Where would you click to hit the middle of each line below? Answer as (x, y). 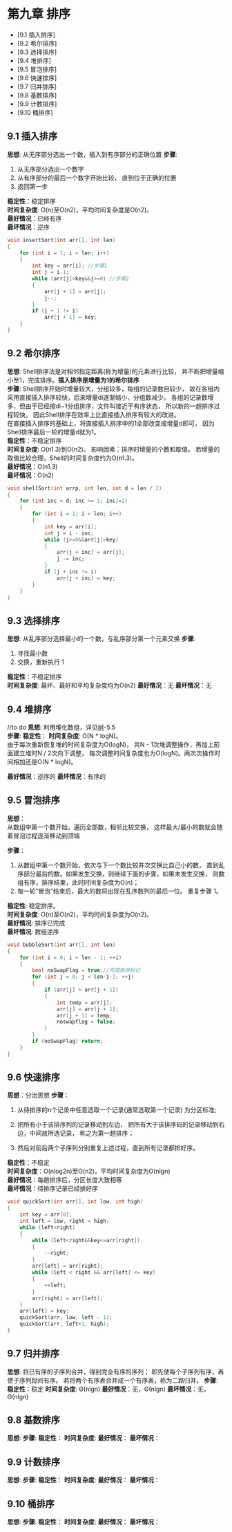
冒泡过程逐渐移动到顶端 (46, 836)
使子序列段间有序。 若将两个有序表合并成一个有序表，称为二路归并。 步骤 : (113, 1380)
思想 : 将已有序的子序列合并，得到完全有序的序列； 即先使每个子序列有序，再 (116, 1372)
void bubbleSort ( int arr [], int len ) (61, 945)
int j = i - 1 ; (51, 273)
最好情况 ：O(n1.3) (32, 466)
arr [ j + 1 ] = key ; (70, 317)
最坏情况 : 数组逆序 (33, 932)
